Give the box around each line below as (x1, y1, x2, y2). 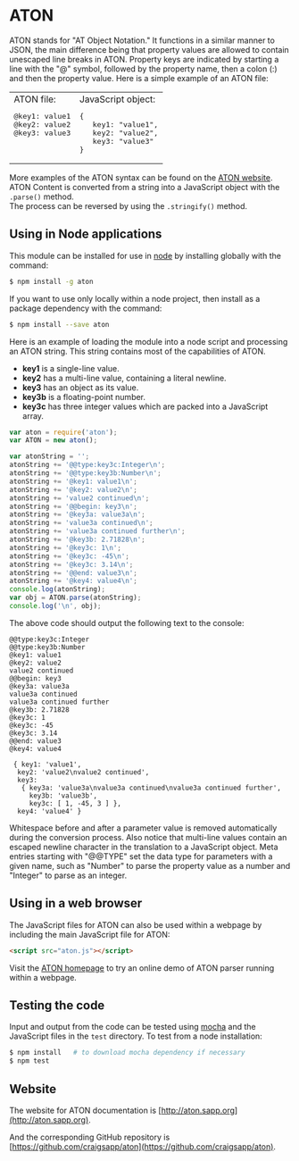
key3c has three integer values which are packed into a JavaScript (21, 401, 269, 412)
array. (21, 410, 45, 421)
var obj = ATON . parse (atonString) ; (9, 593, 142, 603)
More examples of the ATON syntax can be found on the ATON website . (9, 171, 273, 183)
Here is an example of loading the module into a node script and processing (9, 336, 288, 347)
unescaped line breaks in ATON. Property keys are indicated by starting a (9, 54, 279, 64)
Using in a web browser (9, 896, 143, 911)
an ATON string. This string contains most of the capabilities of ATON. (9, 346, 266, 356)
